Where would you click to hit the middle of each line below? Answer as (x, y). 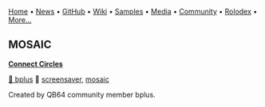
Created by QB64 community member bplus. (82, 94)
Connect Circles (36, 63)
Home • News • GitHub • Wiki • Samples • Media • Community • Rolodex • (133, 11)
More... (20, 20)
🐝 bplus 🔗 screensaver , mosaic (59, 79)
